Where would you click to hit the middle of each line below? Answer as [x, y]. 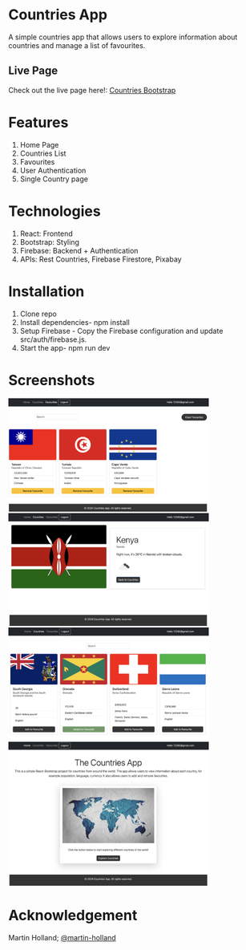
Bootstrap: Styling [50, 242]
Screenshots [52, 380]
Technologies [55, 211]
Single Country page [54, 179]
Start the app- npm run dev [65, 347]
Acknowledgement [73, 915]
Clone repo [38, 314]
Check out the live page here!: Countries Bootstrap [92, 90]
